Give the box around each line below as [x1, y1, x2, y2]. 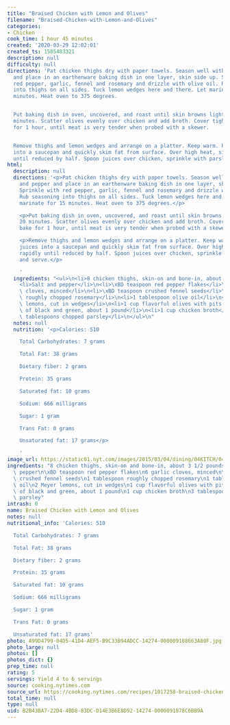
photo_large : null [7, 643, 60, 651]
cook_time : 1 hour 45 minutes [7, 36, 94, 42]
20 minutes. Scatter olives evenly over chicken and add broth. [19, 219, 207, 225]
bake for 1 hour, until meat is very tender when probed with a [19, 225, 207, 232]
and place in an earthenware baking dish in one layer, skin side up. [13, 73, 219, 81]
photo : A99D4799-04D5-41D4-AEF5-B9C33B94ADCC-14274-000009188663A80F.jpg [7, 637, 222, 644]
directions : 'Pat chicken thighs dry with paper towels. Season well [7, 67, 210, 74]
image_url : [7, 456, 38, 463]
